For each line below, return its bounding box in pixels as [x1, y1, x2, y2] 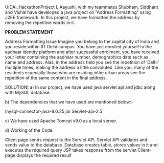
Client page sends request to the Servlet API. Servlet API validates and [5, 137, 148, 143]
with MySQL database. [5, 90, 51, 95]
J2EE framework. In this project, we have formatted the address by [5, 15, 140, 20]
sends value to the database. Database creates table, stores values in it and [5, 142, 158, 148]
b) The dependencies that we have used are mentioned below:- [5, 99, 134, 104]
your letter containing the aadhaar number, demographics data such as [5, 54, 148, 60]
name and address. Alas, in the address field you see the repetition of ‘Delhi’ [5, 60, 159, 65]
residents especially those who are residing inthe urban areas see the [5, 70, 145, 75]
